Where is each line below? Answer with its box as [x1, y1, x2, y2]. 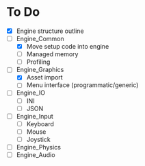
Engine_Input [16, 112, 54, 120]
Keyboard [26, 119, 54, 128]
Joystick [26, 135, 51, 143]
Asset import [26, 73, 63, 82]
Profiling [26, 58, 51, 66]
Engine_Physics [16, 143, 61, 151]
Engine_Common [16, 35, 64, 43]
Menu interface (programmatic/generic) [26, 81, 139, 89]
